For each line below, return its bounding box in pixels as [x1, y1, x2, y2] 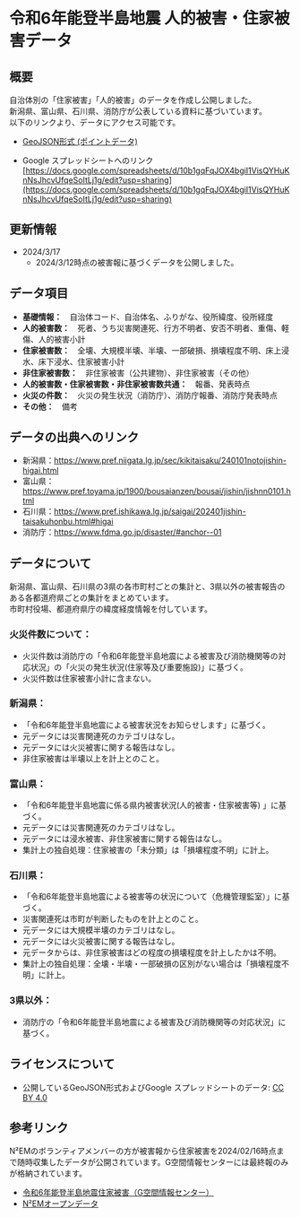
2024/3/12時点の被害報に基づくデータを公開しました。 [35, 256, 239, 267]
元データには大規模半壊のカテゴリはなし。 [21, 925, 180, 935]
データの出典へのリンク [9, 430, 139, 445]
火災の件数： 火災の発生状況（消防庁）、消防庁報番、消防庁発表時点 [21, 389, 278, 400]
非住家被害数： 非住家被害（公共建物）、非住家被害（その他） [21, 367, 254, 378]
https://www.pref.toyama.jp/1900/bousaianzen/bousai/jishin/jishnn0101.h [21, 486, 291, 497]
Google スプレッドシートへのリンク [21, 155, 154, 166]
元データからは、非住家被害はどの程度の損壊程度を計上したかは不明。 [21, 947, 282, 958]
